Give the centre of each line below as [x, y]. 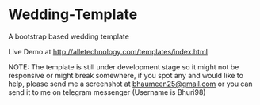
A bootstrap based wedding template [69, 36]
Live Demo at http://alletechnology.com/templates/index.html [108, 51]
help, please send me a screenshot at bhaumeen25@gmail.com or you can [130, 84]
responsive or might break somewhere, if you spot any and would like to [126, 75]
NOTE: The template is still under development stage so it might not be [124, 67]
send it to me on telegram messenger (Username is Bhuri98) [107, 92]
